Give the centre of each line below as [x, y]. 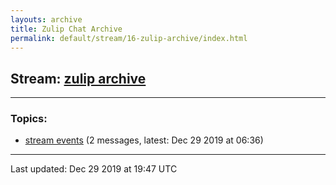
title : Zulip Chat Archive [66, 29]
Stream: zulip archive [78, 78]
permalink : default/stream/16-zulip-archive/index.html [129, 38]
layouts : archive [46, 19]
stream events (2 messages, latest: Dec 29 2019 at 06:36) [144, 140]
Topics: [29, 119]
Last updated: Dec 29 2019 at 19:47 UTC [94, 169]
